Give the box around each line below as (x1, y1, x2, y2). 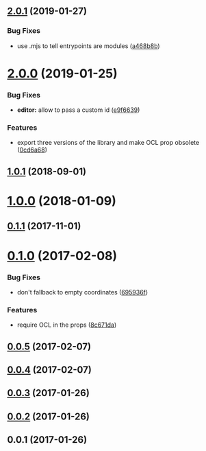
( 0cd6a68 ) (16, 146, 48, 154)
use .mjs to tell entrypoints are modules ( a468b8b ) (16, 41, 160, 50)
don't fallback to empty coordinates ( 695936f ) (16, 288, 149, 296)
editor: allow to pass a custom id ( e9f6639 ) (16, 106, 140, 114)
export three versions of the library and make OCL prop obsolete (16, 139, 200, 147)
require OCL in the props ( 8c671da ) (16, 321, 117, 329)
